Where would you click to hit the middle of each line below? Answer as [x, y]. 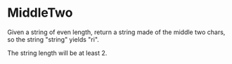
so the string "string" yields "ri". [53, 39]
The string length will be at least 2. [57, 53]
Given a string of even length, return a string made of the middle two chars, [116, 32]
